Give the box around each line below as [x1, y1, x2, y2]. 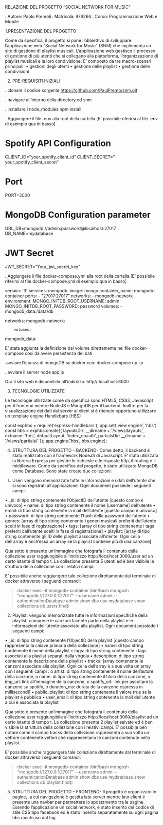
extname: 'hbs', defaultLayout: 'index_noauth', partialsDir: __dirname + [5, 432, 146, 438]
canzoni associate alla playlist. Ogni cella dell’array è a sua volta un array [5, 663, 151, 669]
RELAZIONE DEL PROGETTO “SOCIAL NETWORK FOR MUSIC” [5, 4, 130, 10]
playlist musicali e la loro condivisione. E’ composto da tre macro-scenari [5, 58, 152, 64]
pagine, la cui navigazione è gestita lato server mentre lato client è [12, 794, 145, 800]
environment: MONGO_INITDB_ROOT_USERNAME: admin [5, 298, 120, 304]
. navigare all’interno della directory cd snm [5, 97, 92, 103]
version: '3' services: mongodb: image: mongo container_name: [5, 287, 133, 293]
